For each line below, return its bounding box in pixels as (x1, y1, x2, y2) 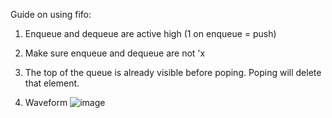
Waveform (24, 97, 68, 108)
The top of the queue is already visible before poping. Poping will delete (24, 67, 322, 78)
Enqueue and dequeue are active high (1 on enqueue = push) (24, 28, 277, 39)
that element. (24, 77, 80, 89)
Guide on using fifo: (10, 9, 92, 20)
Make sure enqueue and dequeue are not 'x (24, 47, 206, 59)
